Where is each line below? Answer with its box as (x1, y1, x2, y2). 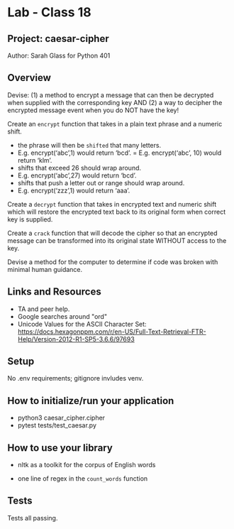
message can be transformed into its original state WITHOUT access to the (7, 236, 227, 245)
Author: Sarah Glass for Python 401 (7, 51, 111, 60)
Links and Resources (7, 285, 101, 298)
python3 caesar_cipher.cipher (17, 413, 105, 422)
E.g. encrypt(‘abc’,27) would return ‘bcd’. (17, 171, 137, 180)
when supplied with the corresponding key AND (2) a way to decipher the (7, 98, 223, 107)
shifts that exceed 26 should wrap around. (17, 163, 142, 172)
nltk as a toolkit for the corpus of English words (17, 461, 156, 469)
